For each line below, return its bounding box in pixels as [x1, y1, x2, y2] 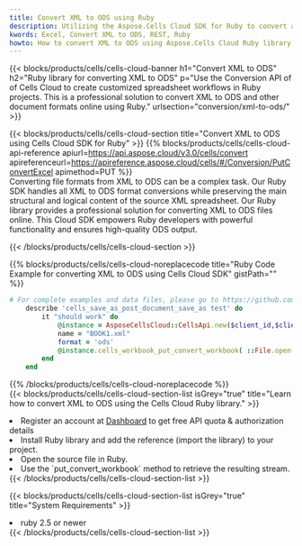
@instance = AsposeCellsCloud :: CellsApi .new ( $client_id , [57, 321, 276, 330]
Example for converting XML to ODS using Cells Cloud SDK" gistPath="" [9, 268, 277, 279]
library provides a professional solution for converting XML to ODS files [9, 205, 273, 216]
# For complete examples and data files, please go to [9, 296, 219, 305]
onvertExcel [9, 167, 54, 177]
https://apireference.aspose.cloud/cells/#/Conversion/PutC [71, 157, 291, 168]
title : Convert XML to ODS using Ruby [9, 13, 155, 23]
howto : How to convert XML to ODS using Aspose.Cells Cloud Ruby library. [9, 38, 296, 48]
